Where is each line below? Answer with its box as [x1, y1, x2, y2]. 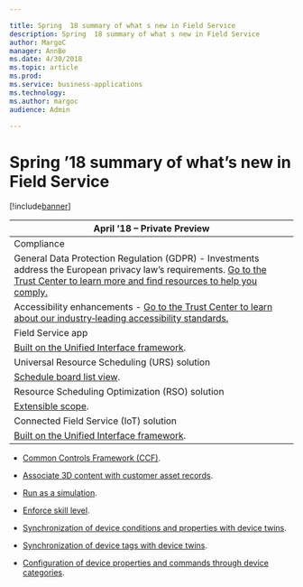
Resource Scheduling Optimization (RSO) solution [14, 386, 225, 398]
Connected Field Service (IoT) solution [14, 415, 178, 427]
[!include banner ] [9, 200, 71, 212]
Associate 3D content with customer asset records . [22, 471, 214, 481]
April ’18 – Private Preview [93, 222, 210, 235]
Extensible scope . [14, 400, 89, 413]
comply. [14, 286, 48, 299]
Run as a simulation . [22, 488, 97, 498]
